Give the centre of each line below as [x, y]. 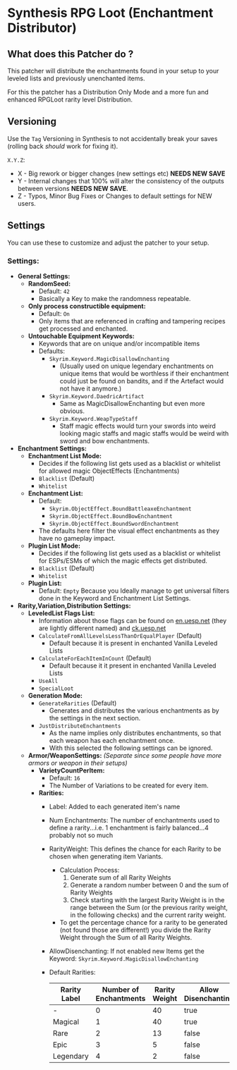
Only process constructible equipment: [87, 306]
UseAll [48, 681]
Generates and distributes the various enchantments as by [134, 711]
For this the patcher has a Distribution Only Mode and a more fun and [108, 92]
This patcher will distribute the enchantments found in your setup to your [113, 71]
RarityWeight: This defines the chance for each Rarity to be [135, 849]
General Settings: [44, 276]
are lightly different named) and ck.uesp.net [102, 628]
